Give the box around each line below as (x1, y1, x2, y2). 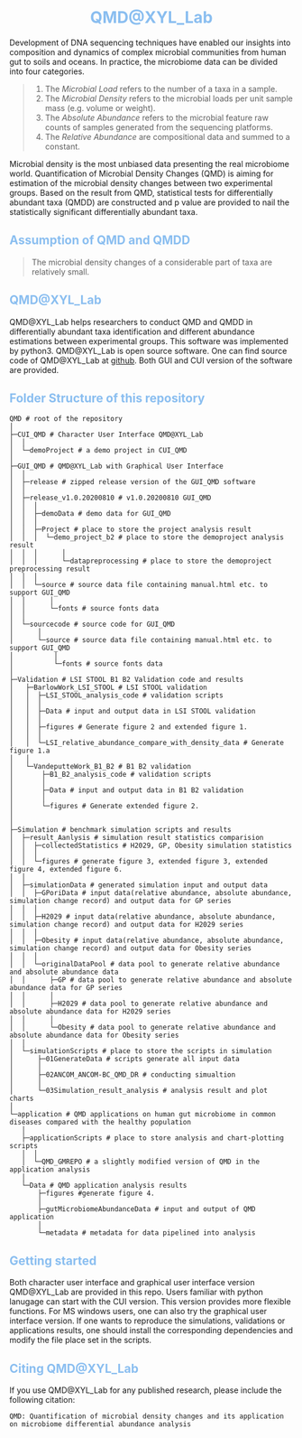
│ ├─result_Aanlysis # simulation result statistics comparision (9, 834, 264, 843)
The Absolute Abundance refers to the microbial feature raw (44, 112, 269, 123)
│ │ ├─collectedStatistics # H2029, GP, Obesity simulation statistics (9, 841, 293, 851)
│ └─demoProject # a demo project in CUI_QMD (9, 446, 188, 455)
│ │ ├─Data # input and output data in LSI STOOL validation (9, 707, 256, 716)
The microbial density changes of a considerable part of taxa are (31, 257, 273, 267)
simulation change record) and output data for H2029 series (9, 920, 244, 929)
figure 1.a (9, 746, 50, 756)
